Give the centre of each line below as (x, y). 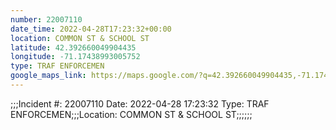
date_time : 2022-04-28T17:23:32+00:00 (91, 29)
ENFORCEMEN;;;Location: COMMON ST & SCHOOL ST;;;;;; (131, 114)
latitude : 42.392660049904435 (73, 47)
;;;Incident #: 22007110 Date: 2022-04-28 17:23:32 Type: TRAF (140, 103)
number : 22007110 (46, 19)
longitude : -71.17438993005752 (75, 57)
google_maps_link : (48, 76)
